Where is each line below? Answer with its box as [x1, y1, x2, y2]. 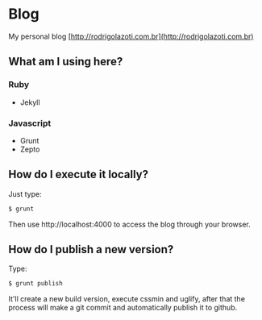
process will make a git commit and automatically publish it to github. [8, 303, 238, 313]
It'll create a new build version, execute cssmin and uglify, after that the [8, 294, 246, 304]
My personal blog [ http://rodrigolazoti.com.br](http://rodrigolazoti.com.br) [8, 31, 254, 41]
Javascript [8, 118, 52, 129]
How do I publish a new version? [8, 243, 174, 256]
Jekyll [19, 98, 40, 107]
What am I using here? [8, 55, 123, 69]
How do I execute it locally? [8, 168, 149, 181]
